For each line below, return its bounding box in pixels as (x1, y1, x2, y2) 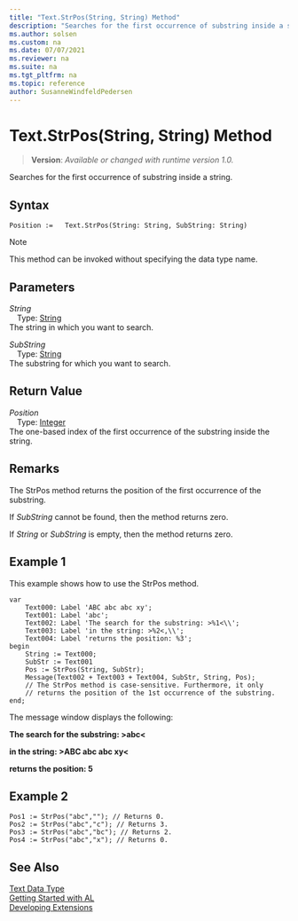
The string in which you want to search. (9, 322, 153, 333)
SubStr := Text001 (25, 657, 93, 666)
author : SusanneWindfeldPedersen (9, 87, 133, 96)
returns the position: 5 (9, 763, 93, 774)
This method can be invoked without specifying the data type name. (9, 254, 259, 264)
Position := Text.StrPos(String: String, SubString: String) (9, 221, 248, 231)
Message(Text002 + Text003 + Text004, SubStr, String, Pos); (25, 673, 255, 681)
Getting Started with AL (9, 893, 95, 903)
